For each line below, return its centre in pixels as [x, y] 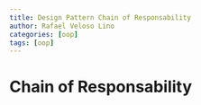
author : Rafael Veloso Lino [62, 26]
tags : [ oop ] [32, 43]
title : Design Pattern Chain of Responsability [100, 17]
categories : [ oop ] [44, 34]
